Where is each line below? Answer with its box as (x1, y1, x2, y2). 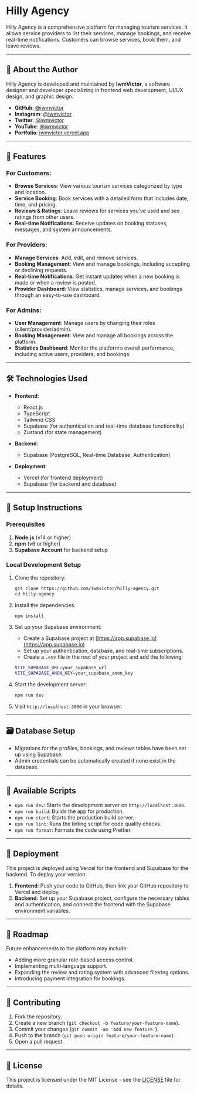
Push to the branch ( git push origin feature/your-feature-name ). (14, 1032, 175, 1039)
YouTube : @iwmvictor (14, 123, 69, 130)
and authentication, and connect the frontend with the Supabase (14, 900, 171, 907)
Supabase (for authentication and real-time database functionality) (23, 422, 185, 429)
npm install (14, 613, 44, 619)
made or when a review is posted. (14, 279, 97, 286)
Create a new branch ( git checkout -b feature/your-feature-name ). (14, 1020, 180, 1027)
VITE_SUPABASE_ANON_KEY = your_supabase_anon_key (14, 670, 133, 676)
